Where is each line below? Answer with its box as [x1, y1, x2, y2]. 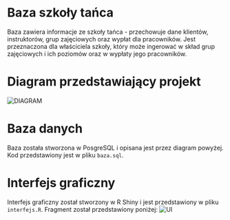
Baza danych [7, 121, 83, 137]
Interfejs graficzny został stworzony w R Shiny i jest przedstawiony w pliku [7, 198, 219, 206]
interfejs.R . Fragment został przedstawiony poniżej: [7, 205, 158, 213]
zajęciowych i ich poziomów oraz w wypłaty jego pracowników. [7, 50, 187, 58]
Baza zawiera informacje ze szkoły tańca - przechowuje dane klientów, [7, 28, 209, 36]
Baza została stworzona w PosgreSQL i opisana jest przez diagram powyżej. [7, 143, 224, 152]
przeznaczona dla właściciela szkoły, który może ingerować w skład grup [7, 42, 216, 50]
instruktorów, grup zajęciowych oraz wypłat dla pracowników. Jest [7, 34, 196, 43]
